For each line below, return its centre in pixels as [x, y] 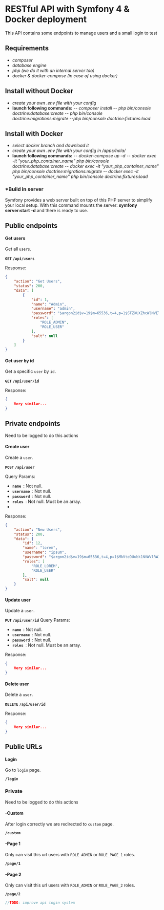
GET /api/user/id [22, 381]
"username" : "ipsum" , [45, 552]
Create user [17, 447]
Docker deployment [46, 19]
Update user [18, 600]
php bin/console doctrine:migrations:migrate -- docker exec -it [75, 172]
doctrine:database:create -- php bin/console [57, 113]
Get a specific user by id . [31, 371]
